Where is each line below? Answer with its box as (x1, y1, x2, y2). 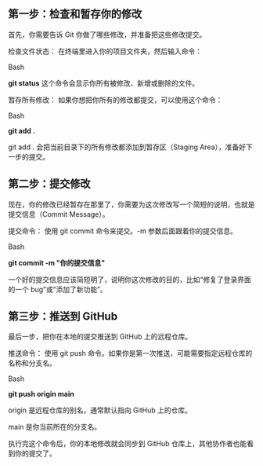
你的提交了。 (14, 449, 56, 458)
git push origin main (8, 390, 74, 399)
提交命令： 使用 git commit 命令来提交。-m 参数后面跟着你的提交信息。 (8, 226, 237, 236)
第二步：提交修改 (8, 178, 91, 191)
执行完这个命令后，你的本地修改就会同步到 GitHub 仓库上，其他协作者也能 (8, 439, 247, 449)
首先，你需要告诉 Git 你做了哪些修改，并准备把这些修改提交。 (8, 30, 207, 39)
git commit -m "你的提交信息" (8, 258, 106, 267)
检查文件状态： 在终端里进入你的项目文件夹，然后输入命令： (8, 46, 202, 56)
